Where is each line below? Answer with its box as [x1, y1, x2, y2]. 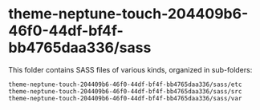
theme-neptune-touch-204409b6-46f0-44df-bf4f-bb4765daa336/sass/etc [8, 81, 242, 88]
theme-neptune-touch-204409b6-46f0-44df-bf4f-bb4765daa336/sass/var [8, 94, 242, 102]
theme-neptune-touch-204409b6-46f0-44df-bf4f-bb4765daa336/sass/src [8, 87, 242, 96]
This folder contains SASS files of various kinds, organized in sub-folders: [8, 65, 253, 74]
